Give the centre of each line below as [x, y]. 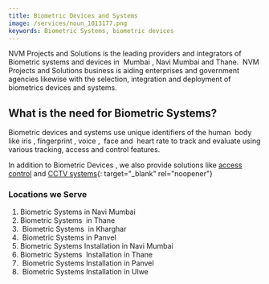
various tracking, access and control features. [84, 150]
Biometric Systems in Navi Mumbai [78, 212]
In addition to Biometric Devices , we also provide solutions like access [125, 165]
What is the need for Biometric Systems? [113, 113]
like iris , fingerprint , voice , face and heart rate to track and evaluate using [134, 141]
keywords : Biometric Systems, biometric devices [91, 31]
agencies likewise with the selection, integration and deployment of [120, 79]
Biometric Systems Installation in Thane [86, 255]
